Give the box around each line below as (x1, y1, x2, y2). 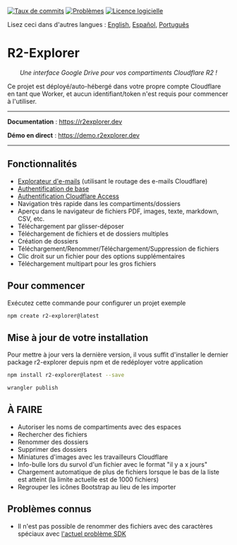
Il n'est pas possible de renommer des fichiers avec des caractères (17, 522, 213, 530)
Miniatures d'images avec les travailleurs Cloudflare (17, 453, 169, 461)
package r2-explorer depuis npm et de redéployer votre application (7, 358, 203, 366)
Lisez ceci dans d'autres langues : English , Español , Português (7, 20, 189, 28)
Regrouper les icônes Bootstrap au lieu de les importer (17, 482, 176, 491)
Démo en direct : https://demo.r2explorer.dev (7, 131, 140, 139)
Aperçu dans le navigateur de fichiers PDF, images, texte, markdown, (17, 207, 219, 215)
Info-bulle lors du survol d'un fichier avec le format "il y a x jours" (17, 460, 208, 469)
